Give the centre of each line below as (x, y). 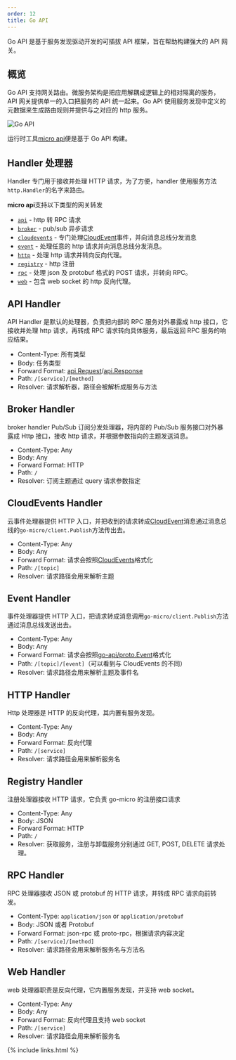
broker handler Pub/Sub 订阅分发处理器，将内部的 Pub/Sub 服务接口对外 (112, 427)
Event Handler (39, 598)
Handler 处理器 (40, 163)
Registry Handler (45, 781)
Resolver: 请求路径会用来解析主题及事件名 (78, 673)
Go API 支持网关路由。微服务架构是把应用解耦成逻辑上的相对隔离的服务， (113, 93)
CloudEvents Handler (55, 503)
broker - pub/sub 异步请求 (55, 228)
